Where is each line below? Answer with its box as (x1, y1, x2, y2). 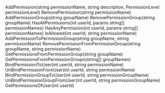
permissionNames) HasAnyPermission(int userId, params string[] (5, 25, 138, 31)
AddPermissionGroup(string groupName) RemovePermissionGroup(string (5, 15, 155, 20)
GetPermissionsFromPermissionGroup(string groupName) (5, 51, 123, 57)
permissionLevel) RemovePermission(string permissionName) (5, 9, 131, 15)
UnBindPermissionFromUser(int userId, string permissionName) (5, 67, 135, 73)
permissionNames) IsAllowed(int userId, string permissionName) (5, 31, 137, 36)
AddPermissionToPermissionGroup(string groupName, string (5, 35, 129, 41)
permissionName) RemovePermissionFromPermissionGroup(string (5, 41, 141, 46)
